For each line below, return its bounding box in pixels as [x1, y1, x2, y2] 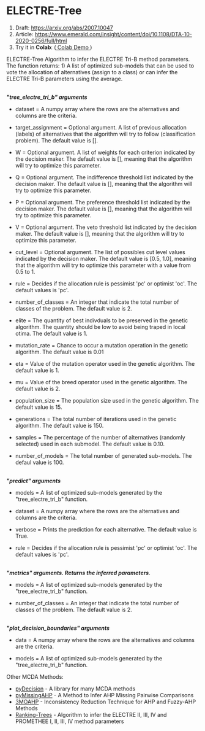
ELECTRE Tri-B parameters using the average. [6, 75, 123, 82]
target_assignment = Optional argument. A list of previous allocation [15, 123, 187, 131]
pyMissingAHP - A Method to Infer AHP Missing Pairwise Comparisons [15, 691, 194, 698]
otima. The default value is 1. [15, 330, 88, 337]
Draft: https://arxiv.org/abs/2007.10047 [15, 24, 113, 31]
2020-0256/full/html [15, 37, 67, 44]
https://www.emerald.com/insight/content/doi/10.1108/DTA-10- [34, 30, 193, 37]
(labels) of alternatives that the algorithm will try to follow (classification [15, 130, 196, 137]
